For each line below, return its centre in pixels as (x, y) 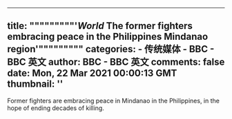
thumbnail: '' (35, 84)
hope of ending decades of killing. (56, 108)
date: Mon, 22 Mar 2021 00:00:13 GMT (92, 73)
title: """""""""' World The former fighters (100, 26)
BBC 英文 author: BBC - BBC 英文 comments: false (116, 62)
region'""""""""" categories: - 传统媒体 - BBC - (111, 49)
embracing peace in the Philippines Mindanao (108, 37)
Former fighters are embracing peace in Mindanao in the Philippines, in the (113, 100)
